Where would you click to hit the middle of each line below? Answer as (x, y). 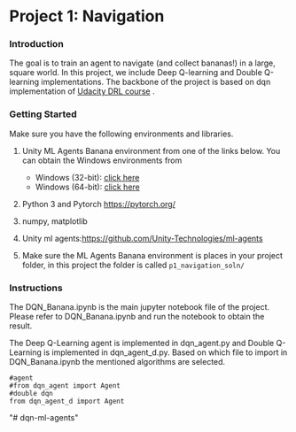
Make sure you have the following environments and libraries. (121, 134)
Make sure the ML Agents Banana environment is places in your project (152, 255)
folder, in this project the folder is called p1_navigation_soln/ (133, 265)
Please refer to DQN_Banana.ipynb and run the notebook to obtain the (137, 317)
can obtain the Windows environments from (102, 160)
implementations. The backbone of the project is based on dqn (156, 82)
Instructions (36, 288)
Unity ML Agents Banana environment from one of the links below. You (151, 150)
